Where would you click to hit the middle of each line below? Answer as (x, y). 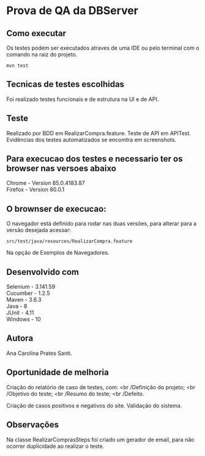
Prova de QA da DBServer (73, 11)
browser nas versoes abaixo (61, 169)
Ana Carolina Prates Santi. (39, 353)
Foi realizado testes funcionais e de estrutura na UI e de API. (83, 99)
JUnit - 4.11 (20, 313)
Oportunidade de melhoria (58, 372)
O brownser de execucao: (56, 209)
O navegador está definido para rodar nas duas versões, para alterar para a (102, 223)
